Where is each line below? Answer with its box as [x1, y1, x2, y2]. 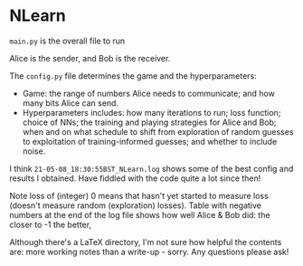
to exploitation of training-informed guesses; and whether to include [22, 136, 278, 147]
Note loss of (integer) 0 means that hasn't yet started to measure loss [9, 190, 269, 201]
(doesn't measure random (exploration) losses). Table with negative [9, 200, 262, 211]
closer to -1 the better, [9, 219, 92, 230]
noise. [22, 146, 46, 157]
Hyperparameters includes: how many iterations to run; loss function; [22, 107, 281, 118]
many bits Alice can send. [22, 97, 119, 109]
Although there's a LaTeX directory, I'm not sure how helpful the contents [9, 236, 282, 247]
